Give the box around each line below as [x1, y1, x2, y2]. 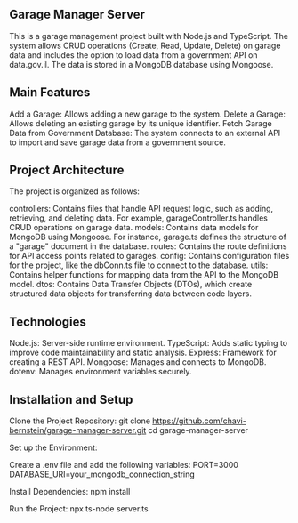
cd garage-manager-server [148, 425, 249, 436]
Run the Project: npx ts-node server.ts [9, 503, 149, 514]
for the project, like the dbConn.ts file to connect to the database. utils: [9, 260, 269, 270]
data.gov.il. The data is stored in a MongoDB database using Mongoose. [9, 59, 274, 69]
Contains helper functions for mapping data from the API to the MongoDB [9, 270, 278, 280]
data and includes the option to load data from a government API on [9, 49, 258, 60]
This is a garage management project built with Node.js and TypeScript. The [9, 30, 289, 41]
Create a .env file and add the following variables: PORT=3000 [9, 460, 238, 471]
